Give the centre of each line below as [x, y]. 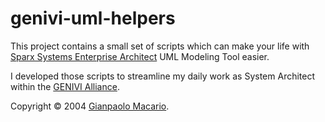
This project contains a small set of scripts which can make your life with [160, 46]
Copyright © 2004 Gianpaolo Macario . [90, 106]
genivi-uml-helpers [93, 18]
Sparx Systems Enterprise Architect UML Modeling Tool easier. [140, 56]
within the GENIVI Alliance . [65, 86]
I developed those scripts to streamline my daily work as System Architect [163, 76]
